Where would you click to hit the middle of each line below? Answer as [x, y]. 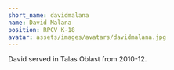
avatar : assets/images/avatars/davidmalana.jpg [87, 37]
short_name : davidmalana [49, 15]
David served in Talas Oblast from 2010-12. [78, 59]
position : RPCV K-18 [42, 30]
